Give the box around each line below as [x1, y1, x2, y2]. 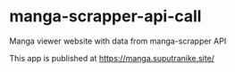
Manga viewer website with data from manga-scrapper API [9, 36, 227, 46]
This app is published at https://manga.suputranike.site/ [9, 52, 214, 63]
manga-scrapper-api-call [9, 6, 202, 27]
